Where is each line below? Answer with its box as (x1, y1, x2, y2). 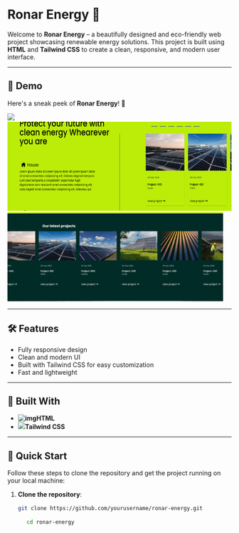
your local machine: (7, 477, 65, 485)
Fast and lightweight (17, 368, 78, 376)
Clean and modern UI (17, 353, 80, 361)
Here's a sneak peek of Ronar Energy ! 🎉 (7, 99, 126, 108)
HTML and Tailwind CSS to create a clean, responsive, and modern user (7, 45, 221, 53)
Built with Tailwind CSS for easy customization (17, 360, 154, 369)
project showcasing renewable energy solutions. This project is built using (7, 37, 225, 46)
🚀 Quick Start (7, 450, 68, 462)
